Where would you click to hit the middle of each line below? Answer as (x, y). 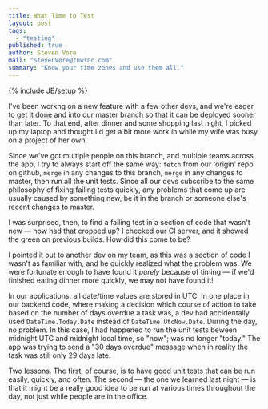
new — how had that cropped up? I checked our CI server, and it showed (128, 231)
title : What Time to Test (51, 16)
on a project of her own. (48, 140)
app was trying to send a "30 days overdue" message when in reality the (128, 347)
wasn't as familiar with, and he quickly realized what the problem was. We (130, 263)
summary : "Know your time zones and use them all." (96, 68)
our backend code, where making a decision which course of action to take (132, 304)
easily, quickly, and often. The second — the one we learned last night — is (132, 379)
